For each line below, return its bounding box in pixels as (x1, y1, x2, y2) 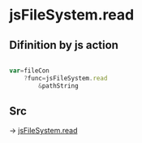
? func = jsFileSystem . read (24, 74, 108, 82)
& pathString (38, 81, 80, 90)
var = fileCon (9, 67, 49, 75)
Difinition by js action (9, 38, 118, 52)
